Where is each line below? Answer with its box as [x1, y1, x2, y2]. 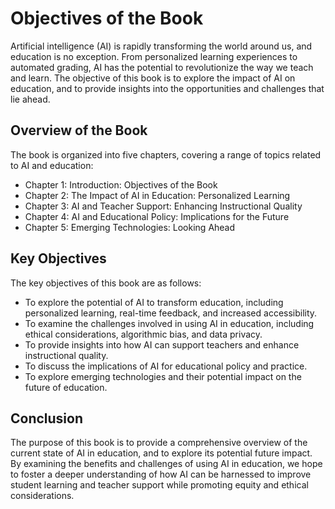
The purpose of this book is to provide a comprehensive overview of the [10, 437, 308, 449]
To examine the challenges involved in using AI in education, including [24, 317, 315, 329]
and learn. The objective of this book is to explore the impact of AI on [10, 72, 296, 84]
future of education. [24, 381, 108, 393]
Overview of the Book [10, 122, 148, 139]
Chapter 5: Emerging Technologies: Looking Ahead [24, 221, 236, 233]
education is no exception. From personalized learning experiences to [10, 50, 298, 62]
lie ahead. [10, 93, 51, 105]
